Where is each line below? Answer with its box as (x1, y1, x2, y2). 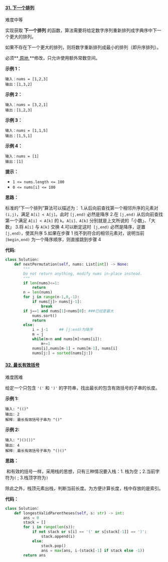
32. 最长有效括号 (5, 362, 40, 368)
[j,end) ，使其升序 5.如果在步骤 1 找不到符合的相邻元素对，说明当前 (5, 230, 144, 236)
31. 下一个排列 (5, 5, 35, 11)
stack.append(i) (41, 534, 75, 539)
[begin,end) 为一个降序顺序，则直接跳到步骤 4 (5, 237, 101, 243)
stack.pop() (41, 543, 66, 548)
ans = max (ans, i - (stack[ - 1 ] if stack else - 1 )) (41, 548, 145, 553)
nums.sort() (32, 313, 57, 318)
